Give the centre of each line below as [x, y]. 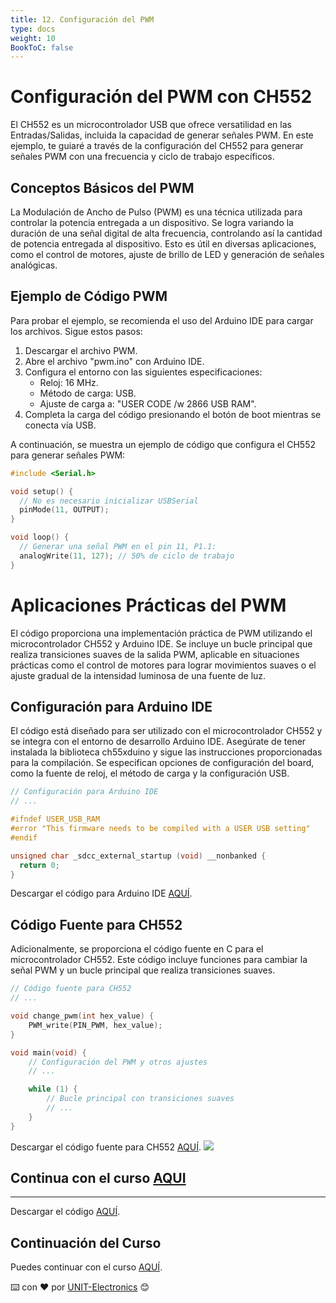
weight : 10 [33, 38]
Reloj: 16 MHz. [69, 382]
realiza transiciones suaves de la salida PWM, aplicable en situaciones [155, 654]
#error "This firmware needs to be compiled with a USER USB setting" [160, 829]
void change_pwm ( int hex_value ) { [82, 1016]
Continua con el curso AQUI [98, 1178]
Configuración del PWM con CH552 [161, 97]
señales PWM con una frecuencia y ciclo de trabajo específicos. [142, 157]
